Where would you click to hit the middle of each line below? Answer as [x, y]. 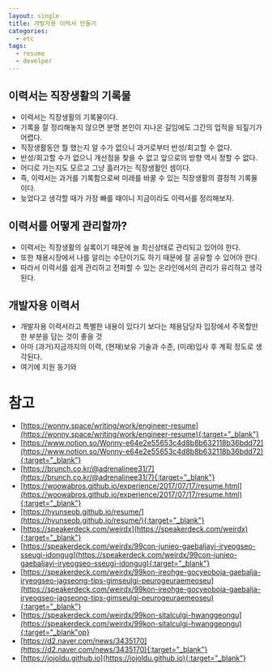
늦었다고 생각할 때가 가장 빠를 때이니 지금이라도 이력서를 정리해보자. [127, 198]
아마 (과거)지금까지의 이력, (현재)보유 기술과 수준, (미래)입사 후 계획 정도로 [137, 347]
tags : [17, 46]
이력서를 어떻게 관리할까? [68, 227]
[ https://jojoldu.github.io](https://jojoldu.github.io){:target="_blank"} [133, 658]
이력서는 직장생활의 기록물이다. [69, 117]
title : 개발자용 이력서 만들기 [53, 24]
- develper [34, 62]
